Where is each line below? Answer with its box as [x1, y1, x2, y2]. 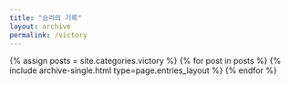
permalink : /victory [9, 30, 88, 39]
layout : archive [9, 22, 71, 31]
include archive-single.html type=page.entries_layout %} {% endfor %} [9, 65, 277, 76]
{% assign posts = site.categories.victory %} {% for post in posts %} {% [9, 56, 282, 67]
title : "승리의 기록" [9, 13, 82, 23]
